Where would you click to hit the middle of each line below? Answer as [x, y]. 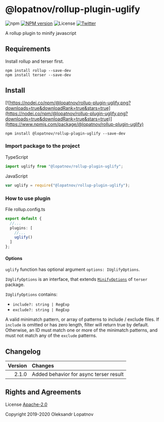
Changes [43, 366]
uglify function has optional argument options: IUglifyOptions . [73, 270]
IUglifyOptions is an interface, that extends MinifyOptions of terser [76, 279]
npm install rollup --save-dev [38, 70]
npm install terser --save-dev [38, 75]
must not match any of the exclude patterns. [51, 335]
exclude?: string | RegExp [41, 310]
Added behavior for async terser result [78, 374]
